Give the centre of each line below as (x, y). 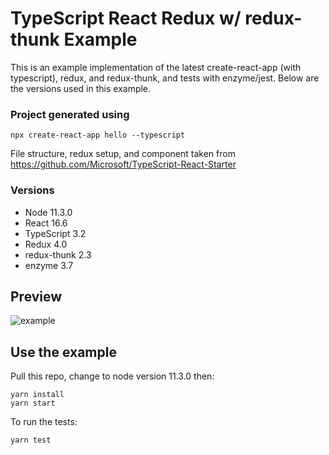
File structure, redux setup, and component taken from (123, 154)
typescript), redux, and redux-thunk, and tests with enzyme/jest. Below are (165, 78)
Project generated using (70, 114)
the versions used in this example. (81, 88)
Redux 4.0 (46, 244)
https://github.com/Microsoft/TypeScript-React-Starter (123, 164)
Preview (36, 296)
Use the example (63, 352)
